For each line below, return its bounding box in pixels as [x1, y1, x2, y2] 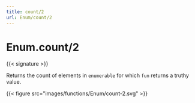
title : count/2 [6, 8, 44, 15]
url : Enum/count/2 [6, 14, 52, 20]
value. [6, 78, 22, 86]
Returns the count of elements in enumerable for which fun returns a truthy [6, 72, 189, 79]
